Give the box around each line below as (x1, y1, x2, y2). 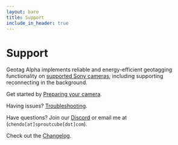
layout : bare (6, 8, 39, 15)
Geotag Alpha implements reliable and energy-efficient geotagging (6, 66, 173, 73)
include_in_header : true (6, 20, 69, 26)
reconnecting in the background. (6, 79, 87, 86)
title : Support (6, 14, 45, 21)
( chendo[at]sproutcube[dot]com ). (6, 120, 87, 127)
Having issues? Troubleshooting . (6, 102, 87, 109)
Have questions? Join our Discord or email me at (6, 114, 127, 121)
